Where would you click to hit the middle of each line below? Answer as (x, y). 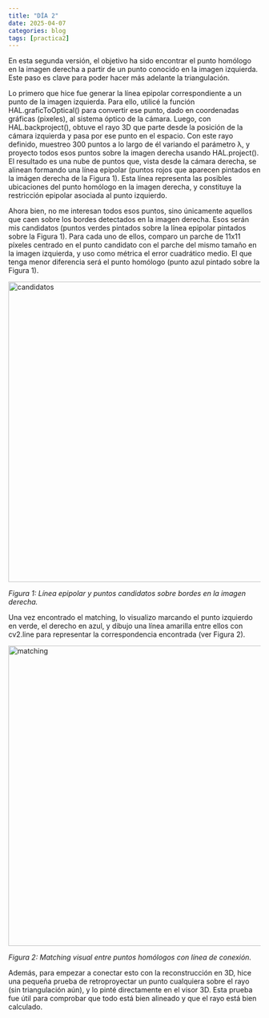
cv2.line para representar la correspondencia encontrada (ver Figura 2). (127, 634)
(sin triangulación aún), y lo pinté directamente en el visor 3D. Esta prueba (130, 990)
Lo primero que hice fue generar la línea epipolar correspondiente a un (125, 94)
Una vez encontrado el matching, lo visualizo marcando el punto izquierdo (131, 618)
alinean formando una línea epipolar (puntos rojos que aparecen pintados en (134, 170)
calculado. (25, 1007)
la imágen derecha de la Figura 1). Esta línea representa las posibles (120, 179)
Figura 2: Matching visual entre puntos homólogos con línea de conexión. (130, 957)
